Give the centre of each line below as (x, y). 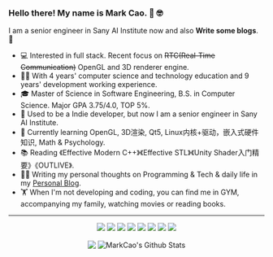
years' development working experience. (89, 85)
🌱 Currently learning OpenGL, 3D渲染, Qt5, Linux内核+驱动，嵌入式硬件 (139, 133)
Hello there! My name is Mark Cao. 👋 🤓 (86, 13)
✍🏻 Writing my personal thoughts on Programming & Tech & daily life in (139, 175)
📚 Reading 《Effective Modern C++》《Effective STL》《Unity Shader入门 (136, 153)
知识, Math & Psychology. (63, 142)
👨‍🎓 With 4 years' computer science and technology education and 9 (134, 76)
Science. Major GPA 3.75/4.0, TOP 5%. (85, 106)
